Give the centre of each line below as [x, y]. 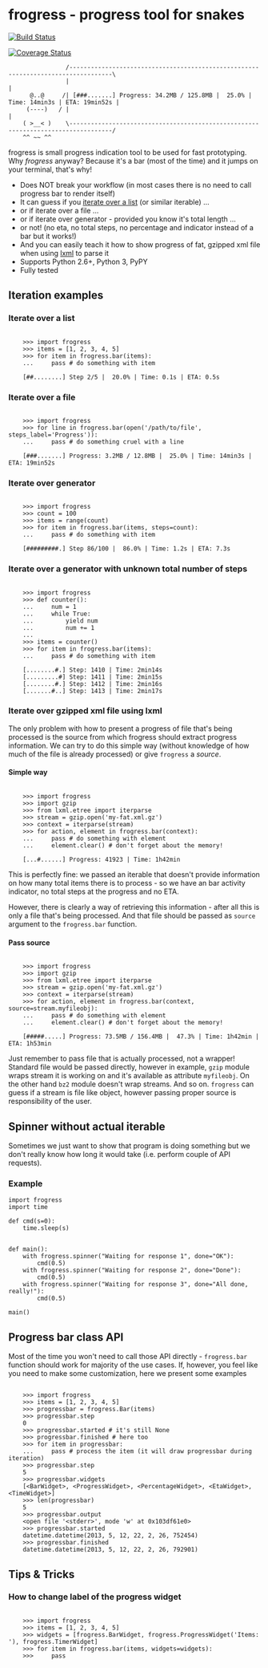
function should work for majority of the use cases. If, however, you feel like [133, 1365]
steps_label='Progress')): [53, 435]
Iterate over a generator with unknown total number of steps [128, 569]
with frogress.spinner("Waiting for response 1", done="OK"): [128, 1256]
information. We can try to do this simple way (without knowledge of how [129, 745]
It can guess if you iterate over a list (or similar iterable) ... [114, 201]
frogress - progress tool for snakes [127, 15]
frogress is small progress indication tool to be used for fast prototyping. [128, 152]
